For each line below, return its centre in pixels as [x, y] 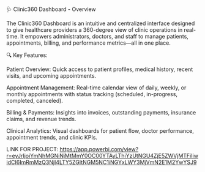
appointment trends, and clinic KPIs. [52, 137]
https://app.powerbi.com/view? [99, 149]
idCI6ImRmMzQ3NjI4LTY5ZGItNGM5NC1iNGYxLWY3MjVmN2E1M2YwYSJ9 [102, 162]
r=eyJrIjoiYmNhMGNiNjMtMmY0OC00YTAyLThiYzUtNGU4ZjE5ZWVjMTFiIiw [102, 156]
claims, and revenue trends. [41, 119]
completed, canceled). [35, 101]
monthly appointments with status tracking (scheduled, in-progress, [92, 94]
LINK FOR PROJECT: [32, 149]
